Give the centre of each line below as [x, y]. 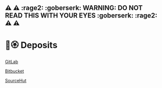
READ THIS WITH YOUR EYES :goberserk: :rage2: [81, 16]
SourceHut [16, 81]
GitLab [12, 62]
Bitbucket [15, 71]
